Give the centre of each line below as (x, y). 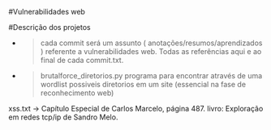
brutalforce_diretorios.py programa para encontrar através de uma (151, 75)
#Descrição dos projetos (49, 27)
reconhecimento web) (77, 93)
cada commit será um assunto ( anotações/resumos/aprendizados (151, 43)
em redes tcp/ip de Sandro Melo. (63, 117)
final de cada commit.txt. (82, 60)
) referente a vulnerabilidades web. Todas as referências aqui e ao (151, 51)
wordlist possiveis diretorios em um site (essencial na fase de (143, 84)
